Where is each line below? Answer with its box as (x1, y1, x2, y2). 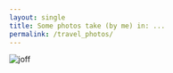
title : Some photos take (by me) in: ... (9, 21, 166, 30)
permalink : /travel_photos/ (9, 29, 114, 38)
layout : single (9, 12, 66, 22)
